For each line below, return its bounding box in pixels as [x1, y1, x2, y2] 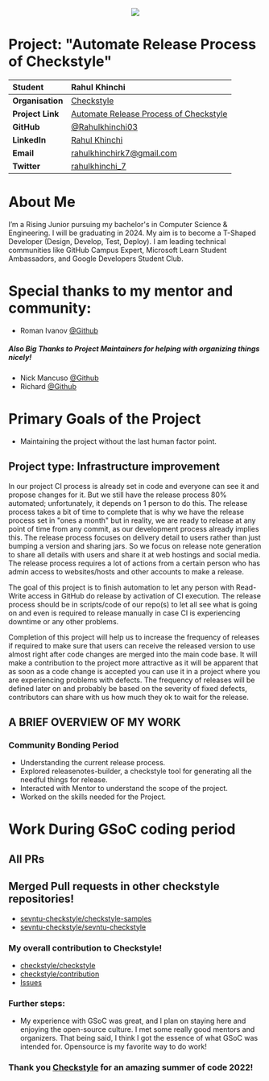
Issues [19, 977, 43, 987]
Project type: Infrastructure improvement [8, 460, 220, 474]
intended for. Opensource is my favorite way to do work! [19, 1042, 207, 1051]
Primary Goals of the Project [8, 409, 201, 428]
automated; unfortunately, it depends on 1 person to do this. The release [8, 498, 248, 507]
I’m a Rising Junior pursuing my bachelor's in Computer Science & [8, 219, 228, 229]
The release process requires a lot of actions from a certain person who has [8, 558, 260, 568]
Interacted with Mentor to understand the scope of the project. [19, 784, 228, 793]
